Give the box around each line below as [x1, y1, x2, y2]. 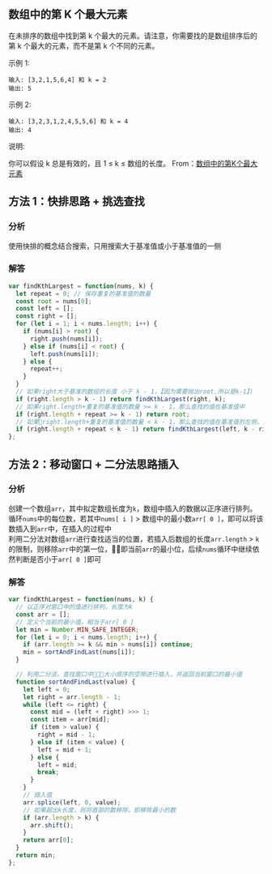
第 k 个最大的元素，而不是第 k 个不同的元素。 [8, 41, 159, 50]
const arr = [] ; [15, 611, 70, 619]
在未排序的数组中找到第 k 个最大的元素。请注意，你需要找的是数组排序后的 [8, 31, 257, 41]
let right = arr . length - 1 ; [23, 692, 121, 701]
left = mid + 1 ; [37, 745, 92, 754]
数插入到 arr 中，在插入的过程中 [8, 524, 112, 533]
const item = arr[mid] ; [29, 716, 111, 724]
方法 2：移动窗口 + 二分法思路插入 [8, 457, 180, 471]
